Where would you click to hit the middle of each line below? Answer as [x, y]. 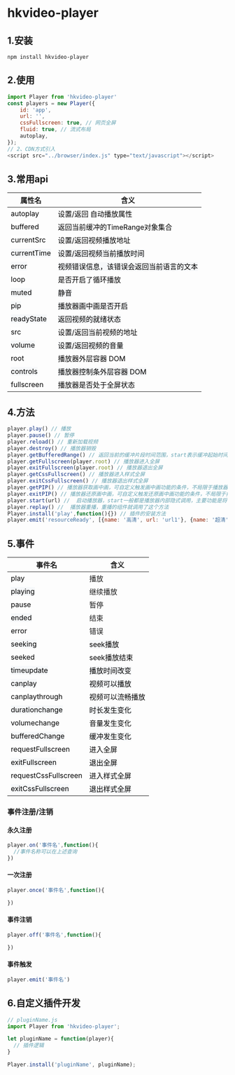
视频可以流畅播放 [117, 697]
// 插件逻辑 [29, 1046]
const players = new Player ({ [51, 103]
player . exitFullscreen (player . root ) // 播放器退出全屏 [85, 468]
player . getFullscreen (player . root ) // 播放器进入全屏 [84, 461]
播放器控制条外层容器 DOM [102, 372]
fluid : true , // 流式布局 [55, 130]
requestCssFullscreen [47, 776]
